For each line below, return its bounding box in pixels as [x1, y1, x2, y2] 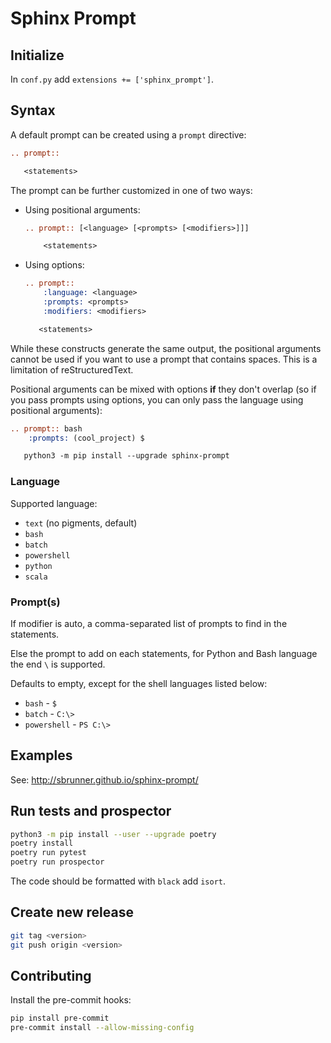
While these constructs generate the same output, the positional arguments [10, 342, 322, 354]
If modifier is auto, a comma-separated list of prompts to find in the [10, 617, 288, 629]
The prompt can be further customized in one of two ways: [10, 184, 253, 196]
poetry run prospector [10, 857, 105, 867]
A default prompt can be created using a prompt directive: [10, 128, 247, 141]
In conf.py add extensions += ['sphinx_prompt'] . [10, 73, 214, 85]
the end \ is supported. [10, 658, 106, 670]
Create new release [10, 904, 134, 921]
